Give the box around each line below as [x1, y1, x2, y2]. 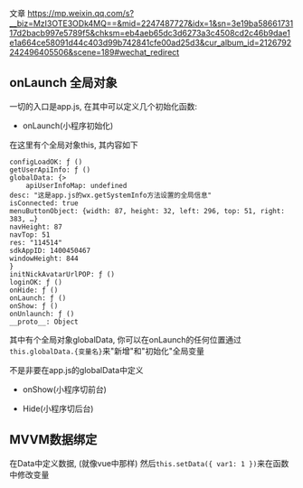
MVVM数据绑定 [9, 432, 98, 447]
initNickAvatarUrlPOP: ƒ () [9, 269, 116, 278]
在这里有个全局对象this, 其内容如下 [9, 139, 138, 150]
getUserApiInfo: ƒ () [9, 165, 91, 174]
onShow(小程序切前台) [22, 383, 107, 395]
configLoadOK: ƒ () [9, 157, 83, 166]
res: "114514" [9, 238, 63, 247]
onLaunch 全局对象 [9, 75, 118, 90]
